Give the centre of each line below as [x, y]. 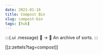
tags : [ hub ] [17, 24]
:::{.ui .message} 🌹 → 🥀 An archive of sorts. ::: [51, 38]
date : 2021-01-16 [23, 10]
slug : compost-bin [24, 19]
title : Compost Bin [25, 14]
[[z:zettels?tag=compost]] [32, 47]
